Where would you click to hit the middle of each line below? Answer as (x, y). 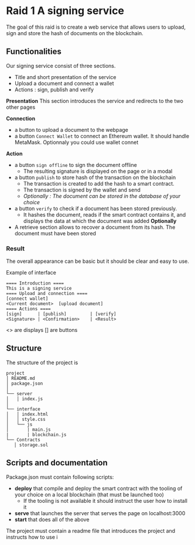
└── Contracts (23, 440)
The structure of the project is (42, 362)
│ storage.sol (31, 445)
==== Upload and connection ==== (47, 294)
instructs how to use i (32, 537)
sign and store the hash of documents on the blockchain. (75, 33)
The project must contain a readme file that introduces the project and (91, 530)
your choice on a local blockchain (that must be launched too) (89, 494)
